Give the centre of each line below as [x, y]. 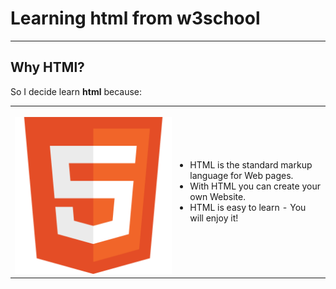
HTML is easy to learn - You [248, 208]
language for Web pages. [241, 176]
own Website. [217, 197]
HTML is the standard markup [251, 165]
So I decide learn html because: [76, 91]
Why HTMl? [47, 67]
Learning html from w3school [135, 18]
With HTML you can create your [255, 186]
